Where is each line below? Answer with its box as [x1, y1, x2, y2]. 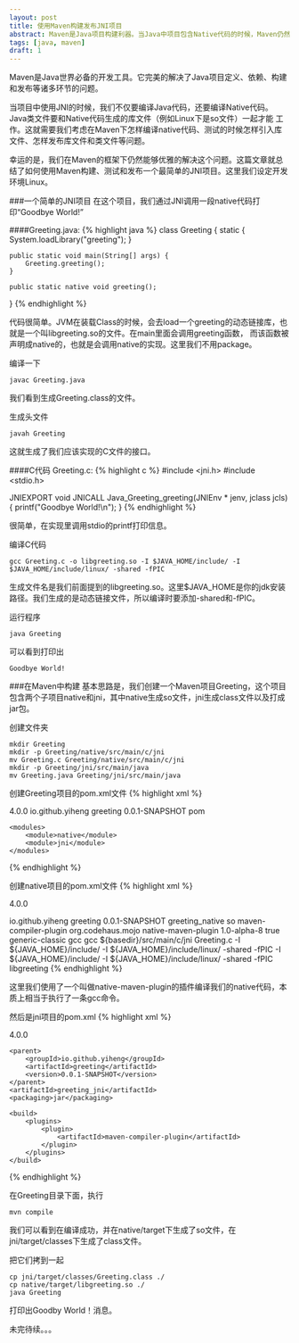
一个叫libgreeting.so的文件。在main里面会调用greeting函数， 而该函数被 [24, 327, 289, 339]
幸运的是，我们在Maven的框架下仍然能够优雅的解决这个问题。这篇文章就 [9, 154, 276, 165]
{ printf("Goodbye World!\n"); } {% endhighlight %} [9, 502, 197, 513]
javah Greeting [9, 429, 66, 438]
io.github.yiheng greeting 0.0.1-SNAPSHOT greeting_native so [9, 916, 236, 926]
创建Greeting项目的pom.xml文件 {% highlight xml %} [9, 788, 203, 799]
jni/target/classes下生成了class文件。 [9, 1236, 147, 1247]
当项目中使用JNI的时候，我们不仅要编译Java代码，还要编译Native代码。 [9, 102, 273, 112]
